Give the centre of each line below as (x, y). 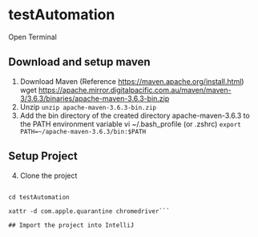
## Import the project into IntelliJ (71, 225)
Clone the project (48, 175)
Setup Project (43, 157)
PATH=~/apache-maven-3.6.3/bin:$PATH (83, 131)
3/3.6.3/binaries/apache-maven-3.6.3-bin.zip (95, 98)
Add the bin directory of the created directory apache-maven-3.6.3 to (135, 115)
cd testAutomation (39, 197)
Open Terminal (33, 37)
